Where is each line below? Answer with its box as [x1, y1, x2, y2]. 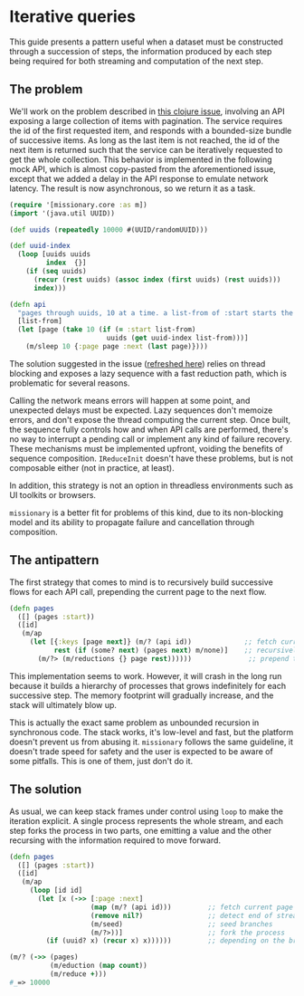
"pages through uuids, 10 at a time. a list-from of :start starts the [17, 308, 294, 318]
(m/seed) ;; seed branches [90, 919, 273, 929]
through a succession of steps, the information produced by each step [9, 45, 272, 56]
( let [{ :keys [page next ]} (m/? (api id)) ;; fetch [29, 637, 278, 646]
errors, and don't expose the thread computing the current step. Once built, [9, 414, 291, 425]
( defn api [9, 300, 47, 309]
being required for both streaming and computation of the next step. [9, 55, 264, 66]
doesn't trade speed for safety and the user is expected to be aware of [9, 745, 273, 757]
